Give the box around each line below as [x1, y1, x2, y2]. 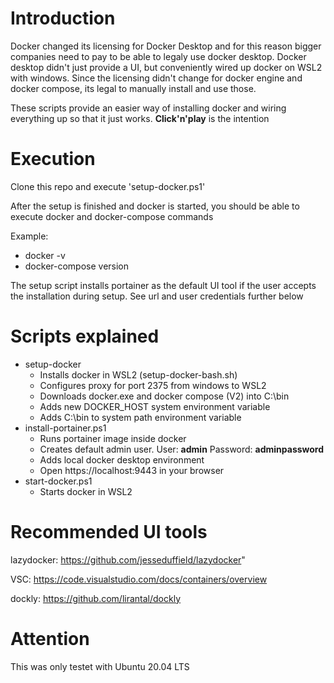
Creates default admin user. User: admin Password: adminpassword [39, 443, 325, 455]
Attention [10, 627, 90, 650]
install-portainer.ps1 [24, 422, 107, 434]
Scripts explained [10, 325, 160, 348]
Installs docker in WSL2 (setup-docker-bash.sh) [39, 368, 238, 381]
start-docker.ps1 [24, 475, 93, 487]
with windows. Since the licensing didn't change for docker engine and [10, 72, 303, 84]
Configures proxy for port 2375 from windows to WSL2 [39, 379, 267, 391]
